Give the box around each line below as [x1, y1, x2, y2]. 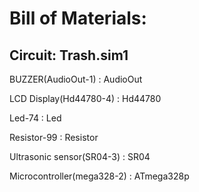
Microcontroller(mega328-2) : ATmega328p [9, 170, 190, 182]
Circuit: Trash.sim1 [9, 47, 129, 64]
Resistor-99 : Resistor [9, 132, 99, 143]
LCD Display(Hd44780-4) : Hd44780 [9, 93, 162, 104]
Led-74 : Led [9, 112, 62, 124]
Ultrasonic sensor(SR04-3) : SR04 [9, 151, 151, 162]
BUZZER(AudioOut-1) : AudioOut [9, 73, 143, 85]
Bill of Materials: [9, 7, 147, 30]
